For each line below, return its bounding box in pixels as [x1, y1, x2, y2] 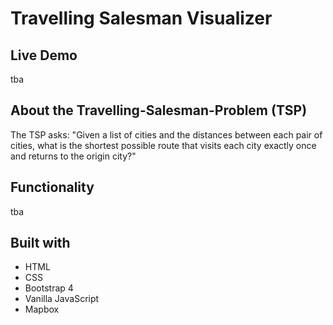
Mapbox [24, 303, 60, 316]
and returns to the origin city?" [10, 150, 137, 162]
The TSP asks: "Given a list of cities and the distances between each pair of [10, 128, 323, 141]
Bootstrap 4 [24, 282, 74, 294]
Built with [10, 235, 71, 252]
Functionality [10, 179, 95, 196]
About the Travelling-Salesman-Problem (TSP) [10, 102, 308, 119]
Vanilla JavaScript [24, 293, 100, 305]
